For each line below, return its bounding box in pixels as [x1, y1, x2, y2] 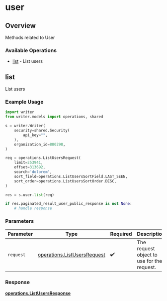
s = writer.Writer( [5, 124, 46, 129]
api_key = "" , [23, 133, 48, 138]
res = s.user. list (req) [5, 192, 55, 197]
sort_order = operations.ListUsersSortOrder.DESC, [14, 178, 117, 183]
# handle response [14, 206, 52, 211]
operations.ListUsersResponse [5, 290, 71, 296]
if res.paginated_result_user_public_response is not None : [5, 201, 133, 206]
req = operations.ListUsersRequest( [5, 155, 81, 160]
